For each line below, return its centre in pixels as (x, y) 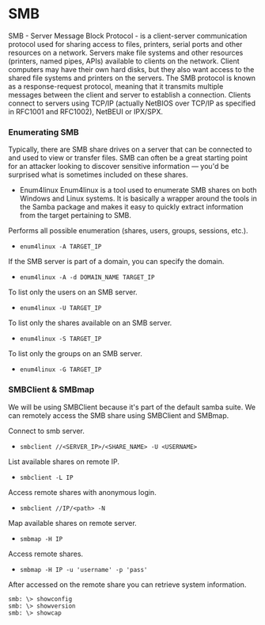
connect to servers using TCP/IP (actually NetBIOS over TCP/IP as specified (132, 103)
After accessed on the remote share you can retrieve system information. (127, 585)
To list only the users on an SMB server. (73, 292)
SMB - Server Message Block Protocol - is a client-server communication (128, 36)
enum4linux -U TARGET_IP (61, 309)
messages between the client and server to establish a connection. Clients (130, 94)
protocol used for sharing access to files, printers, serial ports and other (125, 44)
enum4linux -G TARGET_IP (61, 370)
